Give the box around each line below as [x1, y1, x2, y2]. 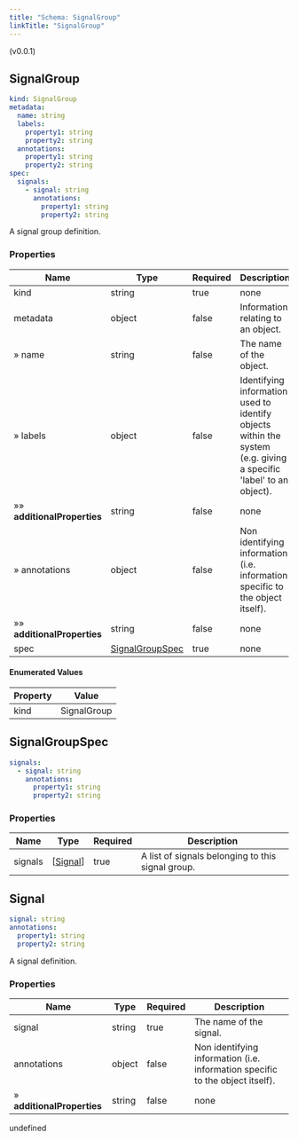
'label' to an [239, 474, 289, 486]
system [239, 440, 271, 452]
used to [239, 396, 272, 408]
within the [239, 429, 281, 442]
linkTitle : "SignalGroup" [9, 21, 105, 30]
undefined [9, 1123, 47, 1134]
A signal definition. [9, 955, 78, 966]
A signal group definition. [9, 226, 101, 237]
